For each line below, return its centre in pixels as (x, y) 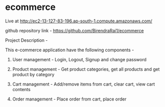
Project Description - (27, 40)
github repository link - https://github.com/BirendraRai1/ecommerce (75, 30)
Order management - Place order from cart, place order (69, 99)
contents (21, 89)
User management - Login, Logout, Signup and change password (79, 59)
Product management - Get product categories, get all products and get (86, 69)
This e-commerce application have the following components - (70, 50)
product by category (33, 74)
